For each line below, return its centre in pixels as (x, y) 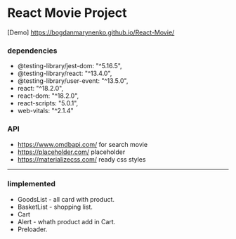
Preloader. (32, 229)
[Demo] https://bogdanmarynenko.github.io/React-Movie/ (91, 32)
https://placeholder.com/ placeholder (71, 152)
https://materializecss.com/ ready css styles (81, 159)
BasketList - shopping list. (55, 207)
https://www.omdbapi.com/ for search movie (83, 144)
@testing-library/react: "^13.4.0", (65, 73)
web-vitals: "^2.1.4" (45, 111)
